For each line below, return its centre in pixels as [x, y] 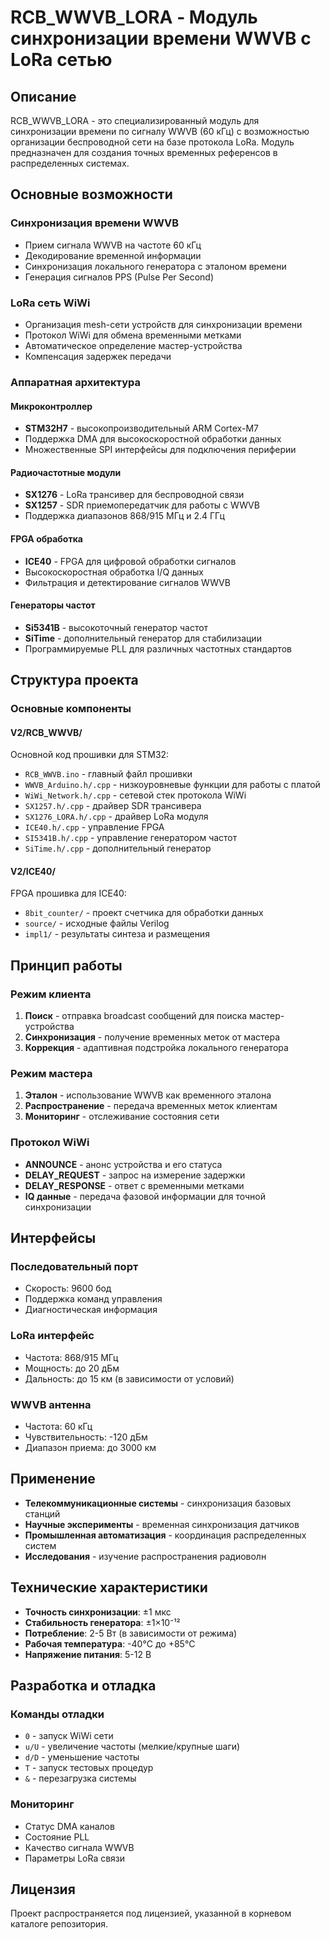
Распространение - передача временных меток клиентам [151, 1106]
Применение [53, 1479]
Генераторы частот [53, 605]
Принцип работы [66, 965]
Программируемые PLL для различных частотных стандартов [158, 648]
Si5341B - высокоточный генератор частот [116, 627]
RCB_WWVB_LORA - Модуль [134, 17]
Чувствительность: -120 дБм [86, 1437]
